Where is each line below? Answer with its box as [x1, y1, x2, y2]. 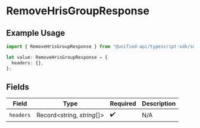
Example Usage [6, 28, 65, 38]
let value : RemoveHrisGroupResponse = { [6, 54, 108, 60]
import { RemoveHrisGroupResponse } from [6, 43, 111, 49]
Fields [6, 82, 30, 92]
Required [110, 99, 136, 108]
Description [142, 99, 176, 108]
